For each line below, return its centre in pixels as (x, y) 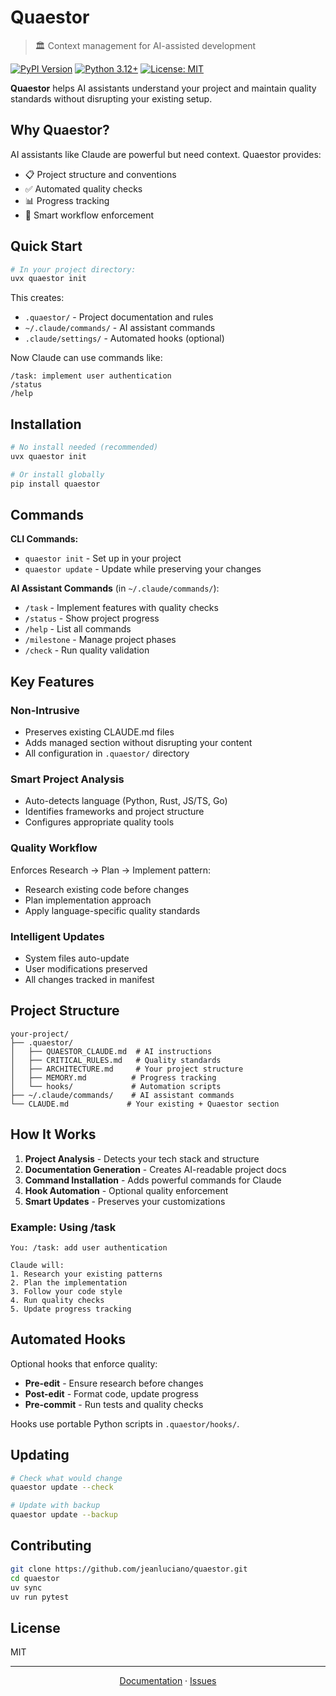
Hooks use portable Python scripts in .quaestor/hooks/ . (125, 1423)
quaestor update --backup (64, 1515)
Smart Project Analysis (67, 779)
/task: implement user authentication (91, 376)
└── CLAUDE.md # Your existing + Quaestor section (145, 1104)
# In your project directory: (73, 269)
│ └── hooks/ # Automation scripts (116, 1086)
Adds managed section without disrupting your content (138, 743)
